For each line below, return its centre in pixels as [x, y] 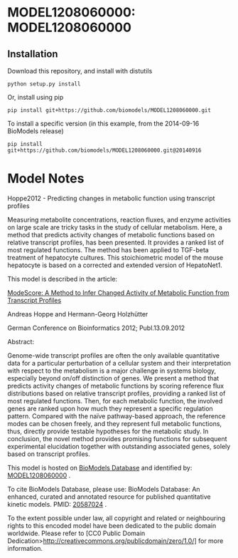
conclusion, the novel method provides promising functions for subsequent [117, 438]
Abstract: [21, 341]
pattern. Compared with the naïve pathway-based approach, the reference [117, 416]
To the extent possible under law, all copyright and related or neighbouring [117, 518]
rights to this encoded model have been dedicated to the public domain [112, 525]
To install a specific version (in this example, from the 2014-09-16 [103, 123]
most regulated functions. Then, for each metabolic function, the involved [115, 401]
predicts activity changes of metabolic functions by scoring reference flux [116, 386]
